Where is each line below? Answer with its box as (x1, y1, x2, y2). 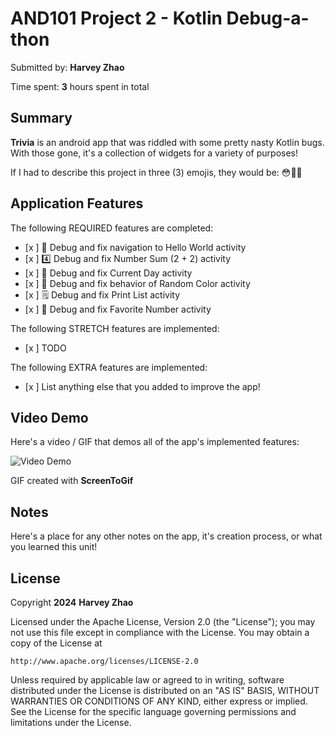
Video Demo (10, 409, 89, 426)
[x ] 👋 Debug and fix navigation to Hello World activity (24, 241, 247, 253)
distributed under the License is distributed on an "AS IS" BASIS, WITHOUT (10, 685, 320, 696)
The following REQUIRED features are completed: (10, 222, 214, 234)
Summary (10, 110, 73, 127)
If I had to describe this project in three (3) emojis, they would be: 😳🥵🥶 (10, 166, 303, 178)
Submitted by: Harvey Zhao (10, 61, 125, 73)
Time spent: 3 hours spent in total (10, 80, 150, 92)
